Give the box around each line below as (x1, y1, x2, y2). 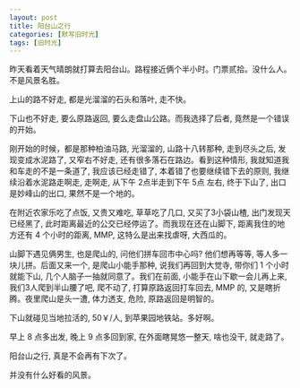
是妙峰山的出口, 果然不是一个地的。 (9, 188, 140, 199)
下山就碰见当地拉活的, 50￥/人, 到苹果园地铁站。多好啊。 (9, 313, 219, 323)
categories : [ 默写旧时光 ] (9, 30, 99, 39)
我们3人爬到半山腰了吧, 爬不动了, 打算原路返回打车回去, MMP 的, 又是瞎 (9, 282, 273, 293)
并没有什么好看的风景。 (9, 369, 96, 381)
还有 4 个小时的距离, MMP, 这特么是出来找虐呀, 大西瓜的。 (16, 229, 232, 240)
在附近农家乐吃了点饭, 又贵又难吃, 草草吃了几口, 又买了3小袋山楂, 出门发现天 (9, 207, 291, 218)
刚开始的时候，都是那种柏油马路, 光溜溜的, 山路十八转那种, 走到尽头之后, (9, 143, 276, 154)
